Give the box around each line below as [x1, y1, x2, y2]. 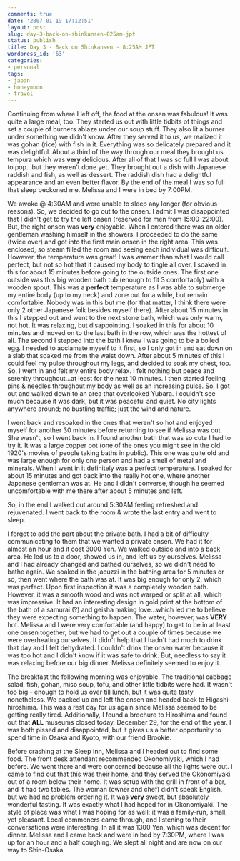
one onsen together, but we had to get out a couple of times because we [7, 628, 221, 637]
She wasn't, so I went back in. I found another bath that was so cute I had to [7, 434, 231, 442]
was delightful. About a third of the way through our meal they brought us [7, 148, 224, 156]
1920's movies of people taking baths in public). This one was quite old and [7, 449, 230, 457]
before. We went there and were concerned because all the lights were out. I [7, 762, 233, 771]
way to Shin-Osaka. [7, 846, 66, 855]
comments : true [7, 10, 53, 18]
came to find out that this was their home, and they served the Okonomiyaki [7, 770, 231, 779]
